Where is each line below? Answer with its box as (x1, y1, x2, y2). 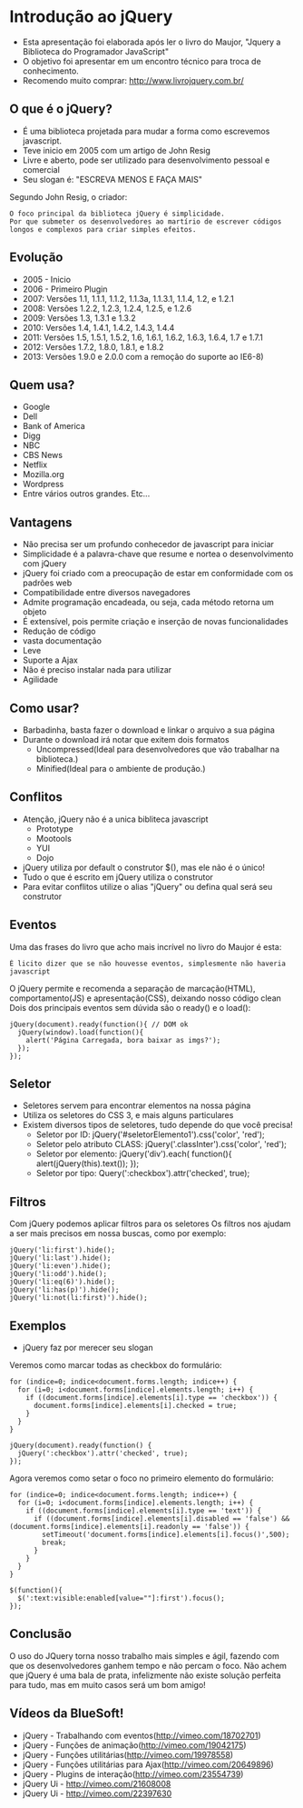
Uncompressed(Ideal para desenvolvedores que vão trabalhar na (35, 744, 279, 754)
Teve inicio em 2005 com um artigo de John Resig (22, 145, 211, 155)
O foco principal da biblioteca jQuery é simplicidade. (9, 209, 225, 218)
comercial (22, 164, 61, 175)
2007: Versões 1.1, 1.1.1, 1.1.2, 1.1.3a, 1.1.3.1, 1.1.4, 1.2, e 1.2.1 (22, 293, 234, 304)
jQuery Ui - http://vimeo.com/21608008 (22, 1778, 171, 1789)
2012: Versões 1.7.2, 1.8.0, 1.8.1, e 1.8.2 (22, 341, 164, 352)
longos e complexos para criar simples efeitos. (9, 225, 197, 234)
